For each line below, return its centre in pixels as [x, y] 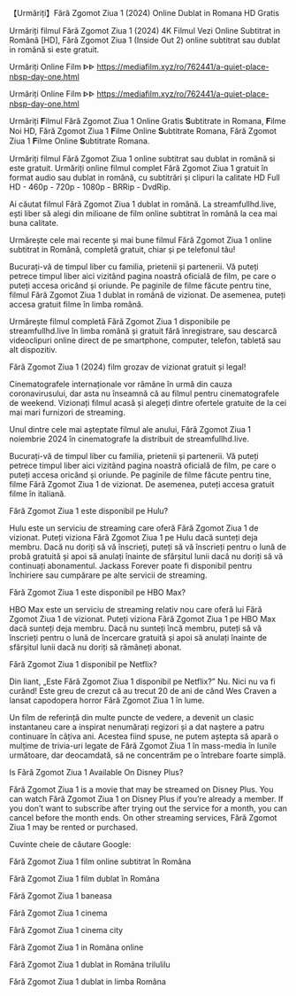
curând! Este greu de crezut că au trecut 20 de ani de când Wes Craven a [143, 691]
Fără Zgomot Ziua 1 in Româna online [76, 947]
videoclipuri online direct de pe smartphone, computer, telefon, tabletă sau [145, 340]
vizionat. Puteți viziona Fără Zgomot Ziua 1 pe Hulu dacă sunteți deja [133, 537]
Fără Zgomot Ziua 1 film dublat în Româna [85, 879]
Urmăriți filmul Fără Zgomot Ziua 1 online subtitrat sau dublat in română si [142, 159]
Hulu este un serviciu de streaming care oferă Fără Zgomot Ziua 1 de [134, 528]
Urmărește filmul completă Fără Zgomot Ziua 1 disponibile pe [120, 321]
